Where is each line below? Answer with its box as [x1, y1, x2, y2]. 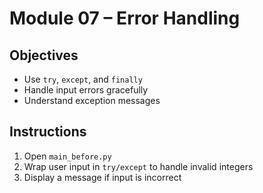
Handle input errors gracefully [23, 84, 149, 96]
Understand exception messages [23, 95, 161, 106]
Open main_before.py [23, 150, 112, 162]
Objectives [9, 47, 79, 64]
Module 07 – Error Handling [9, 7, 241, 30]
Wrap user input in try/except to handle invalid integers [23, 160, 254, 172]
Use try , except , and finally [23, 73, 143, 85]
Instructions [9, 123, 87, 141]
